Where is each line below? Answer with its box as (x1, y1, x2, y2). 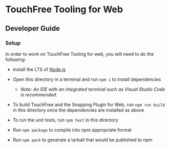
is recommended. (20, 91, 57, 98)
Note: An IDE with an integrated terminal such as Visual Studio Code (20, 86, 165, 92)
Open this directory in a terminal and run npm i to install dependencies (12, 76, 161, 82)
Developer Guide (5, 24, 60, 33)
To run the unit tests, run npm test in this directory (12, 117, 119, 123)
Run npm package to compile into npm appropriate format (12, 126, 132, 133)
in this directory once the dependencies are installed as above (12, 107, 144, 113)
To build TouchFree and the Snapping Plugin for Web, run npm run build (12, 101, 165, 108)
